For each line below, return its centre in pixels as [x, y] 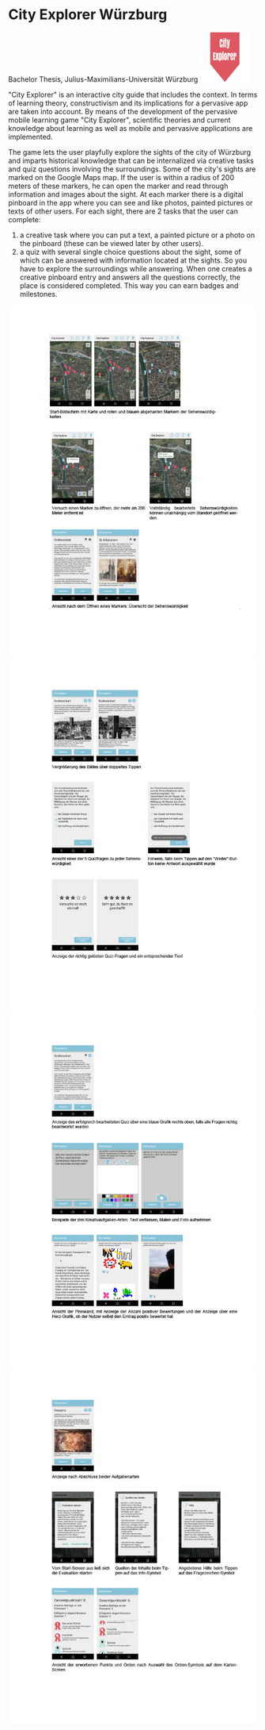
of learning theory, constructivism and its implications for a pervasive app [128, 103]
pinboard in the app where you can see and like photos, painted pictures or [131, 202]
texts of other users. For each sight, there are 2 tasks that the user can [123, 211]
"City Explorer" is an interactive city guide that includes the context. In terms [133, 94]
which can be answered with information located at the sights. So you [133, 260]
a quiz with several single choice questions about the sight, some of [130, 252]
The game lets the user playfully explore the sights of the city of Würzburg [130, 152]
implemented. [30, 136]
